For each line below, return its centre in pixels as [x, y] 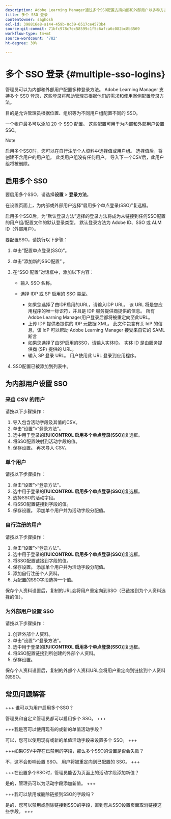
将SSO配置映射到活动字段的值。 [46, 441]
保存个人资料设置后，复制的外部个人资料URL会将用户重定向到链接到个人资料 [85, 670]
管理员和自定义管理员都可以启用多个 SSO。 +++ [56, 718]
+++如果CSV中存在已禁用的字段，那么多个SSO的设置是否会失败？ [75, 751]
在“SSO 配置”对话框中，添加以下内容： [53, 272]
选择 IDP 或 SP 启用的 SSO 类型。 [55, 294]
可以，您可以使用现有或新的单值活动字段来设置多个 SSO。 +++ [71, 740]
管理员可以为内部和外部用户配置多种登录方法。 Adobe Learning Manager [82, 89]
